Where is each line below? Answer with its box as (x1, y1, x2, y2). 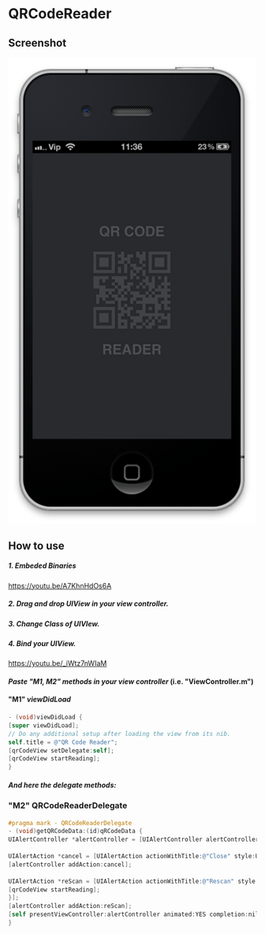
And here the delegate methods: (8, 780, 117, 790)
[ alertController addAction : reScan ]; (8, 902, 132, 910)
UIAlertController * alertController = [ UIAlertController (8, 835, 203, 844)
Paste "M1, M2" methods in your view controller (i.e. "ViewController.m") (8, 676, 254, 686)
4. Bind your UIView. (8, 638, 77, 648)
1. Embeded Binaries (8, 561, 77, 570)
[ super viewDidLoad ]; (8, 721, 80, 730)
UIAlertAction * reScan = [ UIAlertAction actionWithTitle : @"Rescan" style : (8, 877, 259, 885)
